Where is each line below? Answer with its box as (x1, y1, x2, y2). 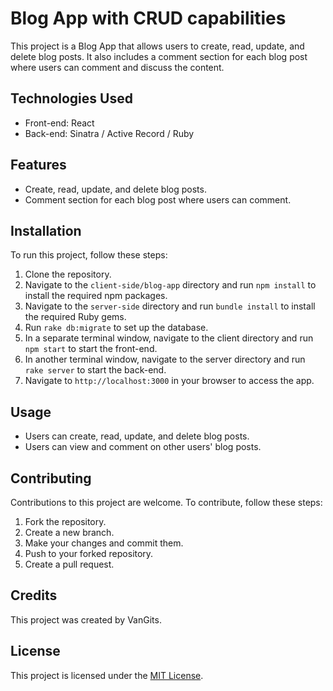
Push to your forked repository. (24, 548, 154, 559)
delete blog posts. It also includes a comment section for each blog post (10, 50, 308, 62)
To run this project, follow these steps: (10, 249, 168, 261)
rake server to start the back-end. (24, 364, 167, 376)
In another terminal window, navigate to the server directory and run (24, 353, 306, 366)
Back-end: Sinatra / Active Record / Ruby (24, 127, 195, 139)
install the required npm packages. (24, 290, 168, 302)
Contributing (10, 470, 92, 487)
